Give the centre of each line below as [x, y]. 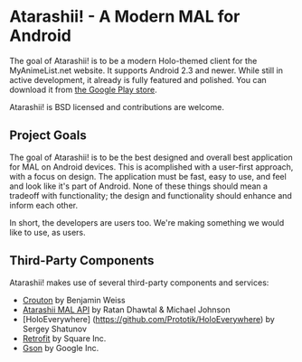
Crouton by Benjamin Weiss [74, 300]
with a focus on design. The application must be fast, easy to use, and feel [148, 176]
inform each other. [44, 205]
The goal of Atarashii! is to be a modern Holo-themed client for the [133, 60]
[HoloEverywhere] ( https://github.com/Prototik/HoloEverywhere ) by [149, 319]
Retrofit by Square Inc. [64, 338]
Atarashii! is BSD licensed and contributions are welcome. [117, 107]
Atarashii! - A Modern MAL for [125, 17]
